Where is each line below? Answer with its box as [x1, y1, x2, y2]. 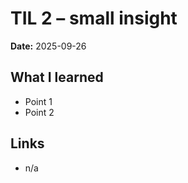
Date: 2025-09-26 [10, 40, 87, 52]
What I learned [10, 69, 104, 86]
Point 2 [24, 106, 55, 118]
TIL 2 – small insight [10, 7, 178, 30]
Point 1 [24, 95, 53, 107]
